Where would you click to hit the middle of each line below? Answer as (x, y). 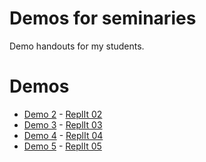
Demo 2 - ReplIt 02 (63, 114)
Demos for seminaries (103, 18)
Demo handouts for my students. (77, 46)
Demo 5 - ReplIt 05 (62, 146)
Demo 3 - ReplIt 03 (63, 124)
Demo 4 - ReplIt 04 (63, 135)
